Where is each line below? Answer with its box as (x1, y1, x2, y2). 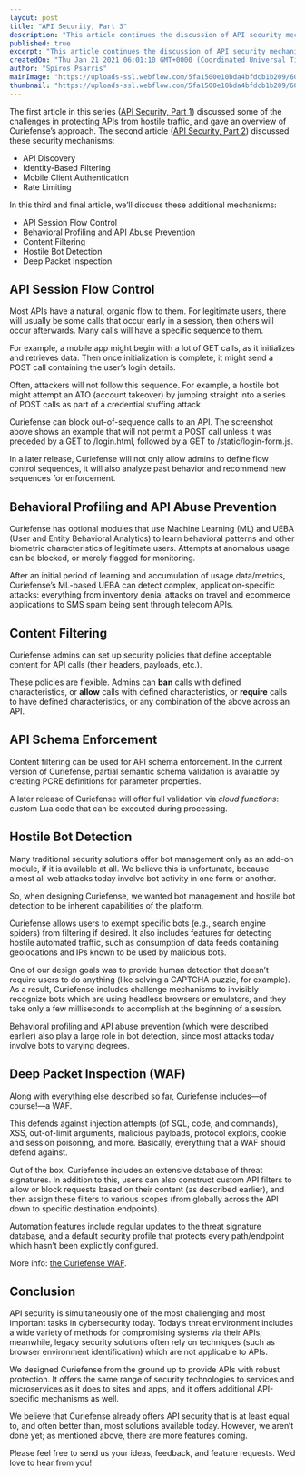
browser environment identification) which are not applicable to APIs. (9, 1347, 268, 1358)
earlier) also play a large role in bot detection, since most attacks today (9, 1030, 275, 1041)
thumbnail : (9, 81, 51, 90)
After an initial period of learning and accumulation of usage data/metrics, (9, 570, 286, 581)
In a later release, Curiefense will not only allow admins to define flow (9, 454, 270, 465)
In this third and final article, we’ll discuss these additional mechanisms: (9, 199, 277, 210)
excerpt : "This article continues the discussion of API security (9, 47, 266, 56)
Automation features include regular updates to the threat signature (9, 1221, 261, 1231)
